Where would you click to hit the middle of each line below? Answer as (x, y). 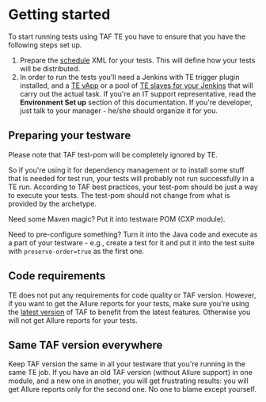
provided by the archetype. (53, 203)
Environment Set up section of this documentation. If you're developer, (136, 102)
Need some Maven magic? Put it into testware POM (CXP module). (117, 218)
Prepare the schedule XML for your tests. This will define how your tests (137, 60)
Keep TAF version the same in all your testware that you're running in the (127, 364)
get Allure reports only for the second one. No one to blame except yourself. (133, 389)
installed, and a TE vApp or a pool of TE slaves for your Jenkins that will (136, 85)
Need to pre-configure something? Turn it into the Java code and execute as (133, 234)
